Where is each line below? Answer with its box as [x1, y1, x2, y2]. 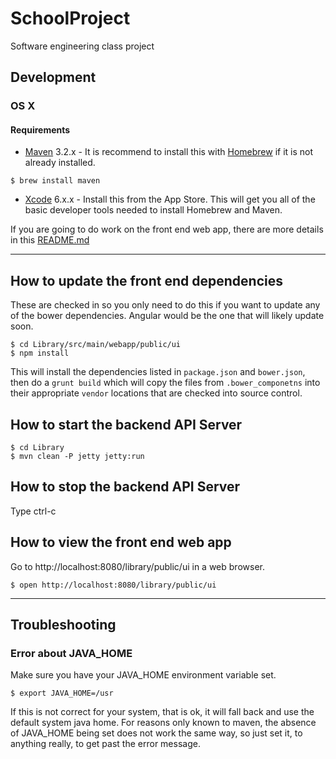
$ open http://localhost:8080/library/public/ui [10, 580, 217, 590]
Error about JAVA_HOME [10, 647, 133, 661]
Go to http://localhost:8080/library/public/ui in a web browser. [10, 560, 265, 572]
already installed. [24, 157, 96, 169]
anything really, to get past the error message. [10, 738, 201, 750]
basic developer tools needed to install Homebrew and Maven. [24, 204, 283, 216]
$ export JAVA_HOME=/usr [10, 688, 114, 699]
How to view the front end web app [10, 534, 232, 551]
